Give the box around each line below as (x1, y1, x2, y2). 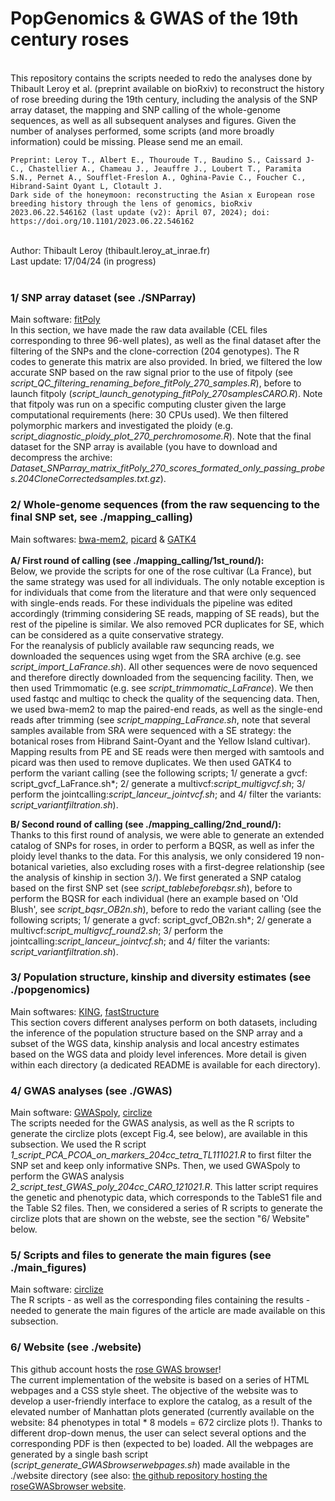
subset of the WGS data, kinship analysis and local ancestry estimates (10, 1037, 300, 1049)
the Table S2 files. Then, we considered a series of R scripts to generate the (10, 1202, 324, 1214)
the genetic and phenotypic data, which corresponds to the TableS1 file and (10, 1192, 322, 1204)
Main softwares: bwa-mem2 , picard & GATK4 (10, 533, 197, 545)
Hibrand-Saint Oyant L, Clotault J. (10, 181, 163, 191)
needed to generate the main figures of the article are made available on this (10, 1305, 326, 1317)
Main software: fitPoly (10, 313, 101, 326)
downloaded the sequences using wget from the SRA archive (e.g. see (10, 650, 302, 662)
